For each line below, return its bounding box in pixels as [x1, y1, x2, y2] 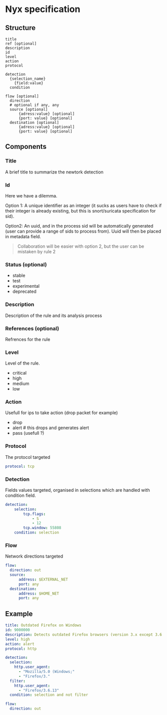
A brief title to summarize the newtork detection [5, 169, 104, 175]
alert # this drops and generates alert [12, 425, 89, 431]
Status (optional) [5, 261, 47, 268]
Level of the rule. [5, 360, 40, 367]
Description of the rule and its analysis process [5, 312, 102, 318]
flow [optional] [5, 94, 39, 99]
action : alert [5, 641, 35, 646]
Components [5, 142, 46, 151]
